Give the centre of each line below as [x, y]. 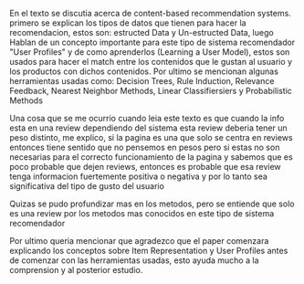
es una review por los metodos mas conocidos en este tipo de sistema [142, 213]
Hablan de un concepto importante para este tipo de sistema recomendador [152, 42]
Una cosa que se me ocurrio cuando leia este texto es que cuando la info [147, 118]
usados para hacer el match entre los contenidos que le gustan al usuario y [151, 62]
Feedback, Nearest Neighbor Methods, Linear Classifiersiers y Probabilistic [151, 91]
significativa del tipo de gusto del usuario [87, 186]
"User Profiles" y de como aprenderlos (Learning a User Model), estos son [150, 52]
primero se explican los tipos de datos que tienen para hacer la [128, 23]
